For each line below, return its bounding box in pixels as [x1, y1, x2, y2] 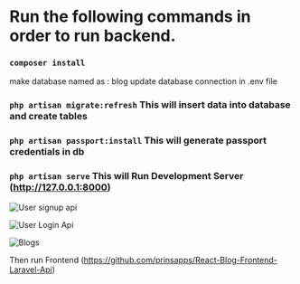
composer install [9, 58, 86, 69]
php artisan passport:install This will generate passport [9, 134, 267, 147]
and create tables [9, 110, 88, 123]
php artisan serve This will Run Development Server [9, 170, 244, 183]
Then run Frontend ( [9, 254, 84, 265]
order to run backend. [9, 25, 176, 46]
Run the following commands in [9, 6, 251, 27]
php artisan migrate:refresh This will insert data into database [9, 99, 291, 111]
